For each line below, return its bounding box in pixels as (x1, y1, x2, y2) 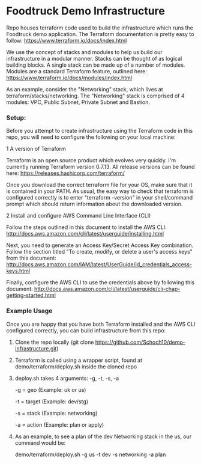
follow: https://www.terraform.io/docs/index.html (6, 37, 127, 44)
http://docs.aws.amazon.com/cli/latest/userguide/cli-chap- (34, 285, 181, 293)
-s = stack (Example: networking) (14, 409, 98, 417)
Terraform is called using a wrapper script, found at (14, 356, 143, 364)
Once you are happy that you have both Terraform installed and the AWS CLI (6, 320, 196, 328)
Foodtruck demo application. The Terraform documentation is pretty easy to (6, 30, 194, 37)
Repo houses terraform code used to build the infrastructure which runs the (6, 24, 194, 31)
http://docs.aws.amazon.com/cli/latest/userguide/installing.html (6, 230, 164, 237)
